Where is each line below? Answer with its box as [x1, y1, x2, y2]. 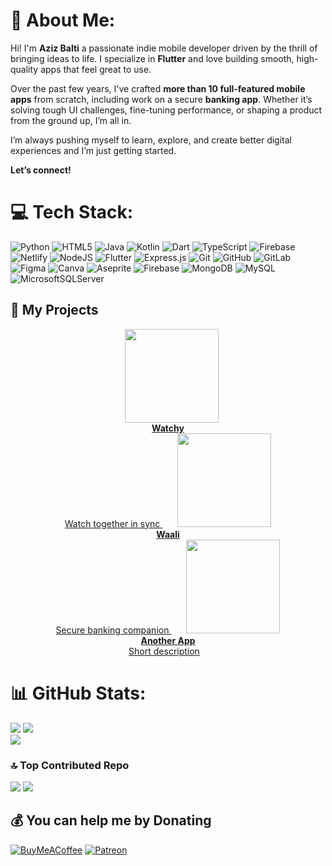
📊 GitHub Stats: [10, 682, 147, 704]
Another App [140, 634, 196, 646]
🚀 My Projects [10, 302, 99, 319]
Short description [128, 645, 200, 657]
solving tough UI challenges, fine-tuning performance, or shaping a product [10, 104, 323, 116]
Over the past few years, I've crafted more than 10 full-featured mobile [10, 82, 306, 94]
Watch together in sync [64, 517, 161, 529]
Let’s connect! [10, 164, 72, 176]
